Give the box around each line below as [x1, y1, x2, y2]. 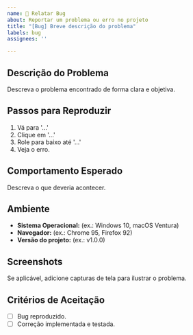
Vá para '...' [16, 123, 49, 131]
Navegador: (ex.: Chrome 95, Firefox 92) [16, 229, 133, 237]
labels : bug [7, 29, 41, 36]
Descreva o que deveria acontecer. [7, 183, 106, 192]
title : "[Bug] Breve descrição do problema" [7, 23, 136, 30]
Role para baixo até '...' [16, 138, 81, 146]
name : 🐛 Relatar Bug [7, 10, 66, 17]
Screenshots [7, 255, 63, 268]
